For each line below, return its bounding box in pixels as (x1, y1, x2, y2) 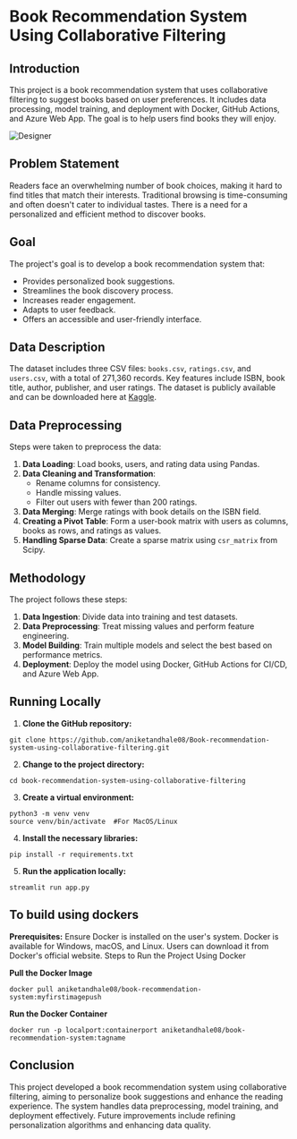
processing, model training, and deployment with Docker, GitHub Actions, (9, 104, 280, 114)
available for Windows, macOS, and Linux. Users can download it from (9, 940, 269, 951)
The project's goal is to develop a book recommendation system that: (9, 258, 266, 269)
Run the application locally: (21, 865, 127, 876)
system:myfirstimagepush (9, 992, 102, 1001)
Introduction (9, 61, 81, 76)
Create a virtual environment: (21, 792, 134, 803)
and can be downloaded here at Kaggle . (9, 392, 157, 403)
